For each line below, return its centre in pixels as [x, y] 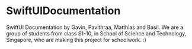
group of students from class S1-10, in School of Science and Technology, [96, 33]
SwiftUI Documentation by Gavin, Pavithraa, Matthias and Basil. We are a [95, 27]
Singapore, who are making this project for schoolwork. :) [76, 40]
